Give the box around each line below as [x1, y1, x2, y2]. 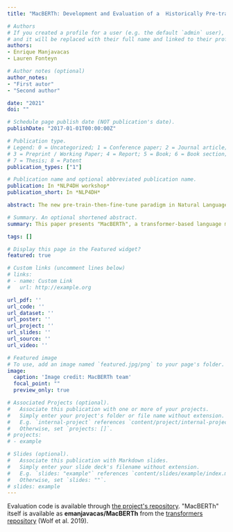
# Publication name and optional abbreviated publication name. [7, 176, 197, 183]
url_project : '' [7, 323, 54, 330]
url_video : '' [7, 341, 49, 348]
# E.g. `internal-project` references [7, 419, 126, 426]
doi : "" [7, 106, 30, 113]
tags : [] [7, 233, 33, 240]
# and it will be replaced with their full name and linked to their [7, 35, 213, 42]
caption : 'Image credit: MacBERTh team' [13, 373, 132, 381]
